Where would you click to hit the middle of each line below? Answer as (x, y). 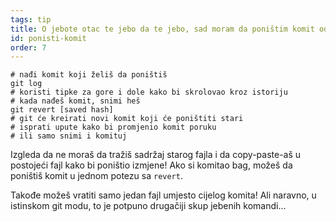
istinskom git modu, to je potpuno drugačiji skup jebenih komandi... (148, 206)
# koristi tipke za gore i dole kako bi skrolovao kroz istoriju (149, 92)
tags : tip (31, 19)
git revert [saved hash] (62, 110)
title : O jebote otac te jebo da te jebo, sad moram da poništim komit (162, 29)
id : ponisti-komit (48, 38)
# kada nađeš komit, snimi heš (75, 101)
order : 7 (28, 47)
